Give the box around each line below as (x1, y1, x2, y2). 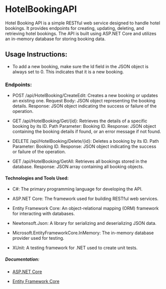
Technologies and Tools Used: (5, 175, 69, 181)
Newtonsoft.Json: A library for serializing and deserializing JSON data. (12, 220, 157, 226)
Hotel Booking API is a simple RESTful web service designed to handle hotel (5, 20, 160, 26)
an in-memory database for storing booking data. (5, 36, 106, 42)
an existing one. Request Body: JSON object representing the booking (12, 98, 156, 104)
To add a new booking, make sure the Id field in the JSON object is (12, 63, 149, 69)
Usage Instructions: (5, 50, 68, 59)
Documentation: (5, 256, 40, 262)
